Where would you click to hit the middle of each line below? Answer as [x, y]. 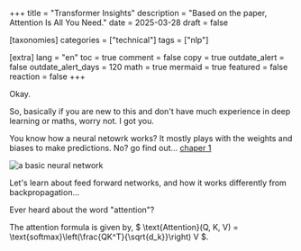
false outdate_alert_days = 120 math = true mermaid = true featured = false [149, 67]
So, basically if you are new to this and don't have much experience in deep [150, 111]
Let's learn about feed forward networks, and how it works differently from [148, 183]
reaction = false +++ [47, 76]
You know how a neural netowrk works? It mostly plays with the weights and [151, 138]
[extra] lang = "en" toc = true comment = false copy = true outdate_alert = [147, 57]
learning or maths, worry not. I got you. [82, 121]
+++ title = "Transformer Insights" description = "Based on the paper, [138, 13]
